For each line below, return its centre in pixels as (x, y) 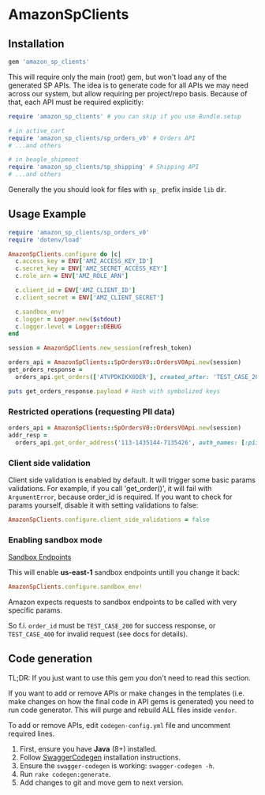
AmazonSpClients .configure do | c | (65, 254)
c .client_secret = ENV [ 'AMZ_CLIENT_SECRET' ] (90, 298)
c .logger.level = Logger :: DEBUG (69, 326)
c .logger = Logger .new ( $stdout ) (69, 319)
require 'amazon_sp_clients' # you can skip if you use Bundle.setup (125, 116)
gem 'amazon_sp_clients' (49, 62)
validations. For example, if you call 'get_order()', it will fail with (110, 488)
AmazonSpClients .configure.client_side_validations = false (109, 519)
